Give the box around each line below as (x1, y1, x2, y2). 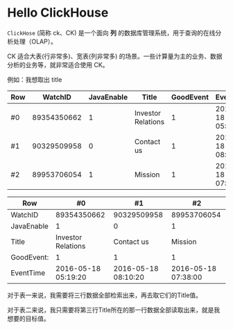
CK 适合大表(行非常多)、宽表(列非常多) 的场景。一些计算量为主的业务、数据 (7, 52, 223, 60)
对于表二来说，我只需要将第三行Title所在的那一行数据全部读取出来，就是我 (7, 305, 221, 314)
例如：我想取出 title (7, 75, 62, 84)
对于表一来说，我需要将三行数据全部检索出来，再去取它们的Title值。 (7, 291, 202, 299)
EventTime (10, 268, 46, 278)
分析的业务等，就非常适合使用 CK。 (7, 60, 109, 69)
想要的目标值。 (7, 314, 50, 323)
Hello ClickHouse (7, 5, 109, 21)
